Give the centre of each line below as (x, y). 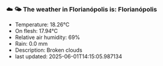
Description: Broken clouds (48, 50)
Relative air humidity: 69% (48, 37)
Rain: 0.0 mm (31, 44)
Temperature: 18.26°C (42, 25)
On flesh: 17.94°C (36, 31)
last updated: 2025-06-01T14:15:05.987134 (68, 56)
